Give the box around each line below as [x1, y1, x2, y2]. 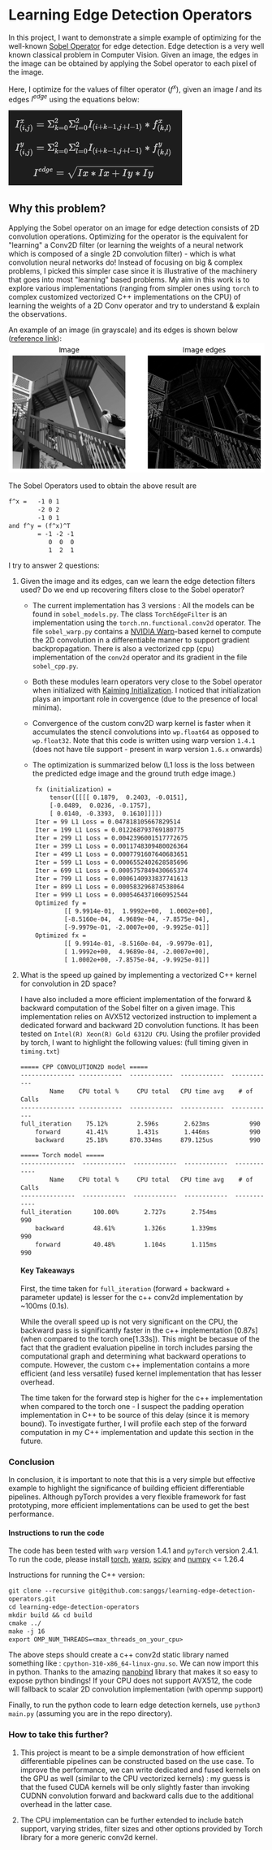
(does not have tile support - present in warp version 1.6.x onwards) [32, 744, 263, 754]
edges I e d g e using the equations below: [8, 93, 140, 104]
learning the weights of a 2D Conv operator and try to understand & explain [8, 300, 260, 310]
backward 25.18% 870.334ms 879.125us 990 [35, 1135, 261, 1144]
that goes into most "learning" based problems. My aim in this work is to [8, 274, 250, 285]
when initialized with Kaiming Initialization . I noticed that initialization [32, 685, 261, 695]
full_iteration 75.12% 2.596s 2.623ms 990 [19, 1119, 261, 1128]
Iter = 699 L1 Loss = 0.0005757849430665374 [35, 867, 188, 875]
